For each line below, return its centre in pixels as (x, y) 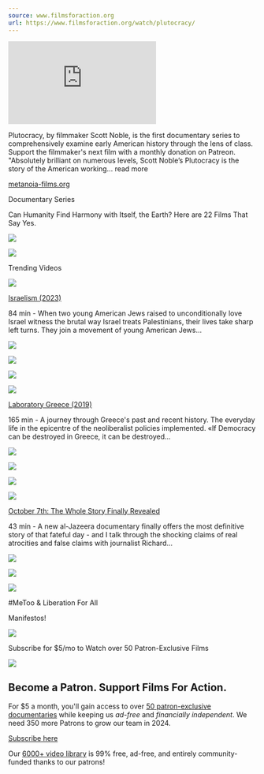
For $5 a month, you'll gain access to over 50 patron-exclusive (110, 706)
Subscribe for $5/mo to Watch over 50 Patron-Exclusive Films (108, 648)
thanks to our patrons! (69, 762)
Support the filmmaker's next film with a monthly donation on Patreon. (122, 151)
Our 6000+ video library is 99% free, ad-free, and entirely (102, 753)
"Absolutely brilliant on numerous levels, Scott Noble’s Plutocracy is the (124, 160)
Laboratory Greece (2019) (50, 404)
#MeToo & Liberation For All (53, 602)
